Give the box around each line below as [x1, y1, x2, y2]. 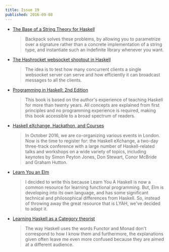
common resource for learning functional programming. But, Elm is [25, 184, 164, 190]
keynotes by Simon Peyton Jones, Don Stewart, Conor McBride [25, 154, 157, 160]
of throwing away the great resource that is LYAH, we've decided [25, 200, 160, 206]
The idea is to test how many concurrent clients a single [25, 66, 142, 72]
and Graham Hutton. [25, 159, 68, 165]
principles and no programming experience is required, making [25, 107, 156, 113]
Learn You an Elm [12, 169, 49, 175]
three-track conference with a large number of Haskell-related [25, 143, 155, 149]
